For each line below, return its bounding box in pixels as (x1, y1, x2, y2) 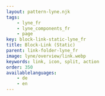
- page (17, 31, 33, 37)
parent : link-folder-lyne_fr (6, 48, 78, 54)
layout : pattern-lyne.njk (6, 8, 70, 15)
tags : (6, 14, 20, 20)
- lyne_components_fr (17, 25, 70, 32)
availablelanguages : (6, 70, 58, 76)
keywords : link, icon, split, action (6, 58, 100, 64)
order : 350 (6, 64, 33, 70)
